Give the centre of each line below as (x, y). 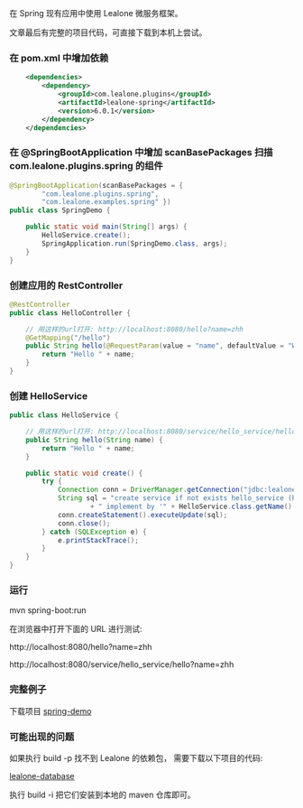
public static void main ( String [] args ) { (106, 227)
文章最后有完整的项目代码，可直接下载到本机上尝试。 (108, 33)
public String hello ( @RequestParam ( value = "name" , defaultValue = (155, 346)
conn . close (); (84, 523)
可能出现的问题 (42, 737)
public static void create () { (84, 473)
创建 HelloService (49, 395)
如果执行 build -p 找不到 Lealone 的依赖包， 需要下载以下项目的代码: (136, 757)
